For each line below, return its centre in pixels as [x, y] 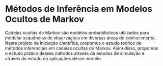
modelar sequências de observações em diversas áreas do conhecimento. [81, 38]
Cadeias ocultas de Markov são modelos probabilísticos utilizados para [77, 33]
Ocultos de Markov [45, 19]
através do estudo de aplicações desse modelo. [54, 58]
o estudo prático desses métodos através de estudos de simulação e [75, 53]
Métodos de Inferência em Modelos [79, 9]
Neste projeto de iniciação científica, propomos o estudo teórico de [73, 43]
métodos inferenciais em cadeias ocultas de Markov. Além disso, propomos [82, 48]
